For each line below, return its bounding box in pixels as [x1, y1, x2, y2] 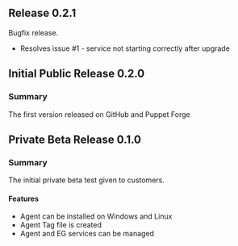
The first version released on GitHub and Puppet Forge [8, 109, 191, 119]
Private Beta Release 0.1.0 [8, 132, 142, 146]
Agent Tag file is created [19, 220, 102, 230]
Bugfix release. [8, 27, 59, 37]
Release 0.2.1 [8, 6, 77, 20]
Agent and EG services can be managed [19, 229, 155, 239]
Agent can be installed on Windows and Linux [19, 211, 173, 221]
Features [8, 194, 39, 203]
